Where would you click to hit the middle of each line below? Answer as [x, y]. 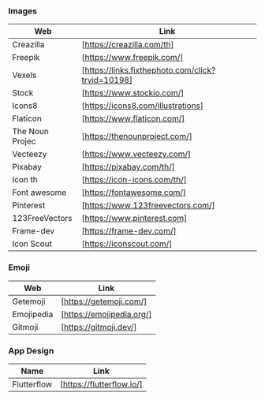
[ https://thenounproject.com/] [137, 136]
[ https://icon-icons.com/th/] [134, 180]
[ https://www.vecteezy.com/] [136, 154]
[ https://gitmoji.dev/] [99, 327]
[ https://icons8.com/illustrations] [142, 106]
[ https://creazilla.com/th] [128, 45]
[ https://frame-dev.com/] [129, 231]
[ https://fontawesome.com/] [134, 193]
